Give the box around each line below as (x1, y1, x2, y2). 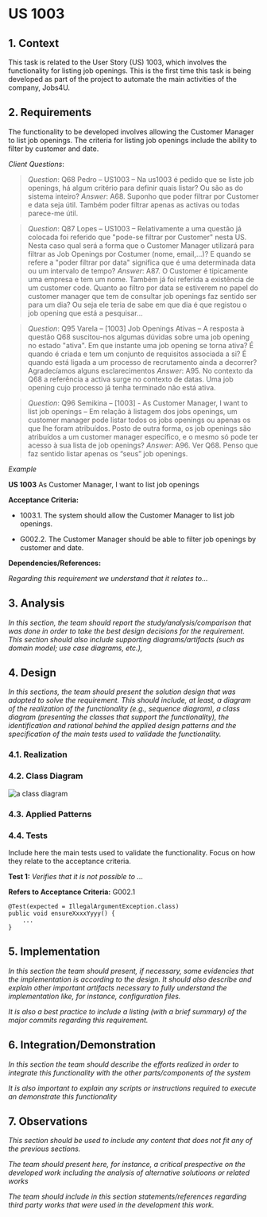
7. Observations (8, 1114, 88, 1128)
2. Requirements (8, 106, 92, 119)
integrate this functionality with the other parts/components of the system (8, 1068, 251, 1077)
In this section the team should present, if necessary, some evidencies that (8, 966, 254, 975)
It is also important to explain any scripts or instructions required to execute (8, 1083, 257, 1093)
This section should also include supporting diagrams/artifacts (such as (8, 634, 245, 644)
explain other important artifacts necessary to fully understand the (8, 983, 228, 992)
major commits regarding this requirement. (8, 1015, 149, 1025)
